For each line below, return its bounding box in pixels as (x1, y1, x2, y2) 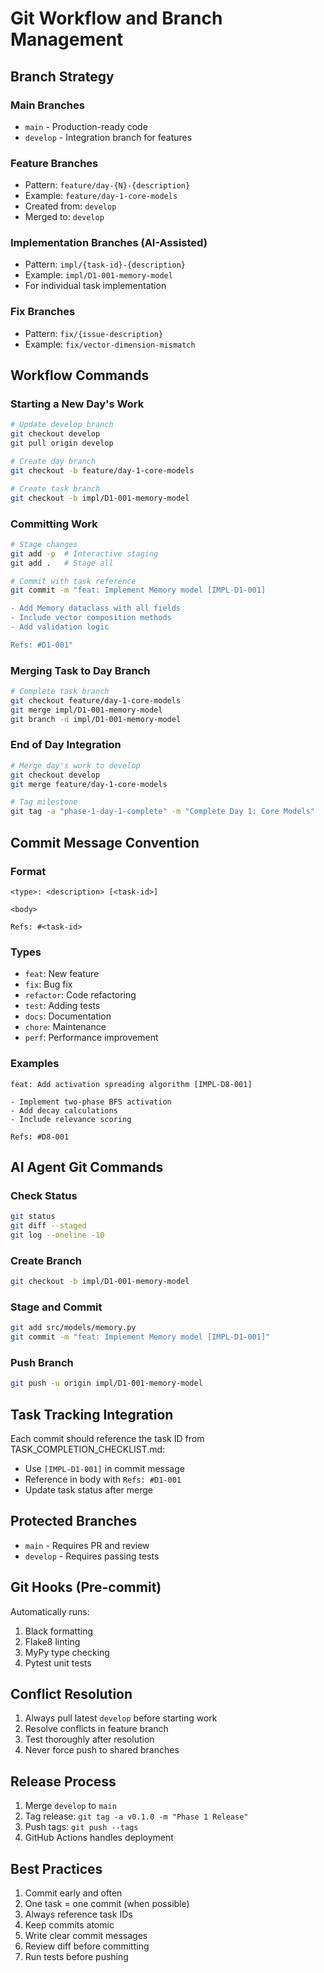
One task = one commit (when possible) (24, 1898, 190, 1910)
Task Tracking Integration (10, 1406, 174, 1423)
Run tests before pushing (24, 1951, 129, 1963)
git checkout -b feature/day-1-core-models (10, 465, 195, 476)
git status (10, 1212, 56, 1222)
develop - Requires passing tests (24, 1550, 160, 1562)
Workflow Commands (10, 367, 150, 384)
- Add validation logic (10, 622, 110, 632)
